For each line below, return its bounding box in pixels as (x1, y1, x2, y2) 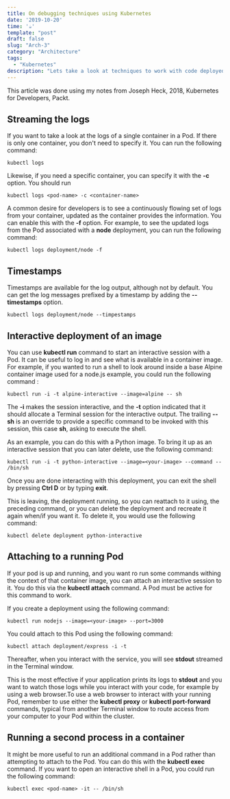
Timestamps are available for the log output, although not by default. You (7, 283, 214, 292)
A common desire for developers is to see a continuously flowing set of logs (7, 204, 222, 213)
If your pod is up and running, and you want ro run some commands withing (7, 569, 221, 577)
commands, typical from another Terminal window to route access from (7, 704, 209, 713)
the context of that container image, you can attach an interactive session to (7, 576, 222, 584)
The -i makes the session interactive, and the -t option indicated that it (7, 402, 206, 410)
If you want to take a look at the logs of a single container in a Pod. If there (7, 132, 217, 140)
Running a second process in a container (7, 732, 185, 743)
